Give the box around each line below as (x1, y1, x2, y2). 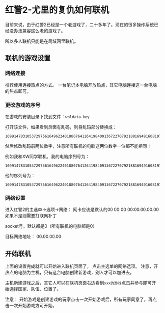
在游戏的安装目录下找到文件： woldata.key (5, 113, 90, 119)
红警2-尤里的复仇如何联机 (5, 4, 110, 16)
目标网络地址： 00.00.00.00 (5, 234, 61, 239)
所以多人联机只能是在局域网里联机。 (5, 38, 79, 44)
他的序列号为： (5, 172, 35, 178)
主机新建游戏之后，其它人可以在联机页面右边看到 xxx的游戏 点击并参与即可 (5, 280, 152, 286)
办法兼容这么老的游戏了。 (13, 27, 65, 33)
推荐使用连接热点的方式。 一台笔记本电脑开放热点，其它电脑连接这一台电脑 (5, 82, 157, 88)
